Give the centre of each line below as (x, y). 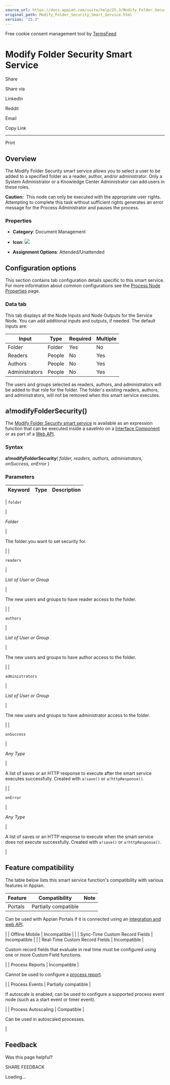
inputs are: (16, 326)
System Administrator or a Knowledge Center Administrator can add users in (85, 182)
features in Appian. (25, 885)
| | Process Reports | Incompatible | (42, 964)
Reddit (12, 108)
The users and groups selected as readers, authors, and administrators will (83, 384)
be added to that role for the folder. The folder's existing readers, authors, (82, 390)
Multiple (106, 339)
